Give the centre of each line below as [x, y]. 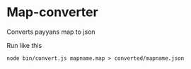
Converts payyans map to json [51, 32]
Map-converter [52, 12]
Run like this [24, 45]
